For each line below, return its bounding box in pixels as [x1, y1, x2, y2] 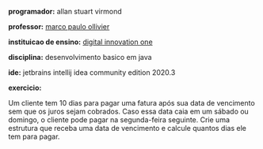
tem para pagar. [8, 132, 60, 141]
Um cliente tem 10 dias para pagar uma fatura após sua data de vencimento [8, 99, 255, 107]
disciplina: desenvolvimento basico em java [8, 53, 152, 61]
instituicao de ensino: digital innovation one [8, 37, 153, 47]
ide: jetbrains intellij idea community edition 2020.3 [8, 68, 176, 77]
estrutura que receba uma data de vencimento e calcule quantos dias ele [8, 124, 247, 132]
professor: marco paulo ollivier [8, 22, 110, 31]
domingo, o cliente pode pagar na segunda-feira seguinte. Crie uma [8, 115, 231, 125]
